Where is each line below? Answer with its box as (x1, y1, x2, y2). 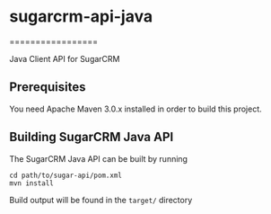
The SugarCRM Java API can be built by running (9, 153, 188, 164)
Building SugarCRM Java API (9, 129, 174, 145)
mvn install (9, 178, 54, 188)
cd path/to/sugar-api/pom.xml (9, 171, 123, 180)
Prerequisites (9, 79, 86, 95)
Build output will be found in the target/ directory (9, 194, 193, 205)
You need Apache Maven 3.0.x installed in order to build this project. (9, 103, 262, 114)
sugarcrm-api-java (9, 6, 153, 27)
